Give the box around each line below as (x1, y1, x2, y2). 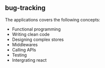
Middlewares (12, 41, 38, 48)
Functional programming (12, 26, 61, 32)
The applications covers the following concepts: (5, 17, 100, 22)
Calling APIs (12, 47, 36, 52)
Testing (12, 52, 27, 58)
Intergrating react (12, 57, 47, 63)
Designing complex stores (12, 36, 64, 42)
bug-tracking (5, 4, 46, 12)
